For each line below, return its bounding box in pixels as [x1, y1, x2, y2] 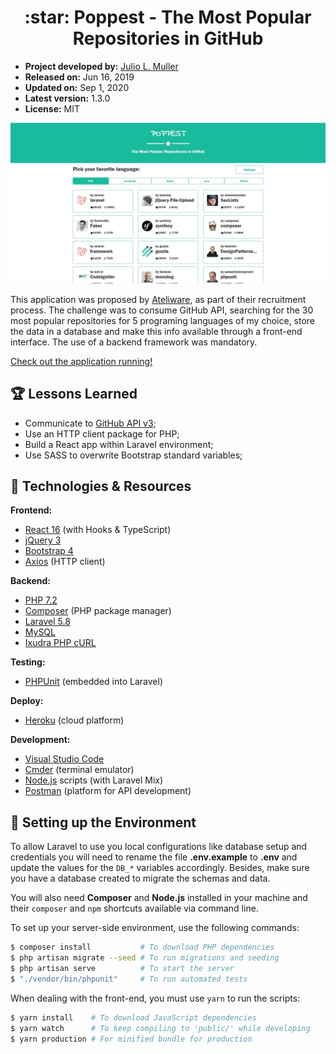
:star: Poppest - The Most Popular [24, 6, 312, 29]
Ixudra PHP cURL [24, 637, 97, 649]
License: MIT [24, 102, 81, 115]
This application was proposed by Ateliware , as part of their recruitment [10, 293, 307, 305]
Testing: [10, 656, 46, 668]
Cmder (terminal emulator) [24, 764, 135, 776]
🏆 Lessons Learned [10, 386, 138, 403]
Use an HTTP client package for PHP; [24, 427, 180, 440]
